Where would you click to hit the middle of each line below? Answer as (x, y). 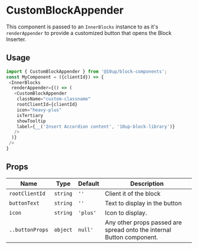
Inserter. (16, 39)
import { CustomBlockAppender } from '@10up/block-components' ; (87, 72)
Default (89, 183)
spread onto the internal (138, 229)
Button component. (131, 237)
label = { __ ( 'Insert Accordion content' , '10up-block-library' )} (96, 127)
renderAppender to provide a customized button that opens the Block (89, 33)
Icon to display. (126, 212)
